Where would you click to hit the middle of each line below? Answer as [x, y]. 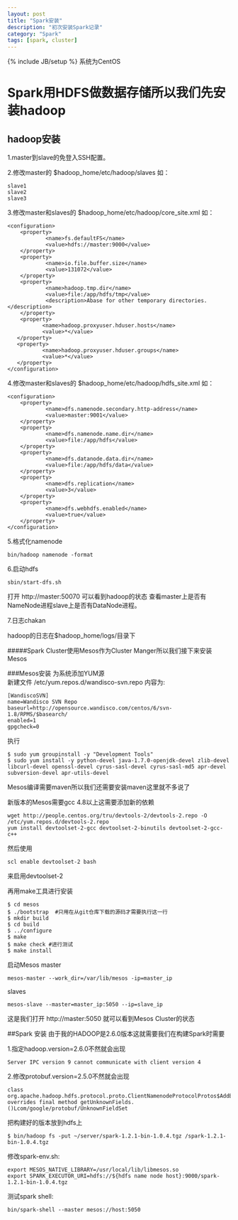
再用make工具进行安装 [40, 891]
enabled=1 [22, 721]
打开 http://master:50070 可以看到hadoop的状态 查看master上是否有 [107, 596]
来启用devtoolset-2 [35, 876]
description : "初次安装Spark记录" [55, 27]
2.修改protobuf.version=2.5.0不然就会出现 [68, 1076]
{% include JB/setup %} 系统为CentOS [64, 62]
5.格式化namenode [35, 542]
